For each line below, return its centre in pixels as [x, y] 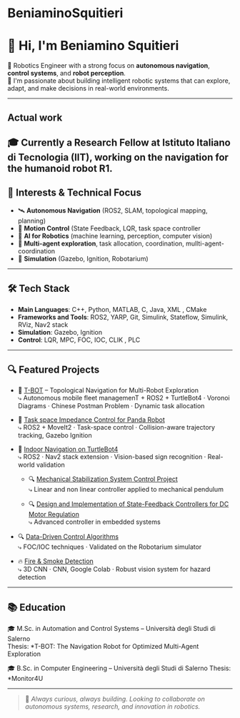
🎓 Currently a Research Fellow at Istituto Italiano [119, 142]
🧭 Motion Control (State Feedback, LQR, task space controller [109, 228]
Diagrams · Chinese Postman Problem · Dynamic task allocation [111, 406]
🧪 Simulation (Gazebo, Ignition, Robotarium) [83, 258]
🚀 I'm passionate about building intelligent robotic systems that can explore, [119, 81]
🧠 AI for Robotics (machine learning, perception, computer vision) [115, 236]
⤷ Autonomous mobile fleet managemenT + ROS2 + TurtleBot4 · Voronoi [124, 398]
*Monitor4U [25, 679]
